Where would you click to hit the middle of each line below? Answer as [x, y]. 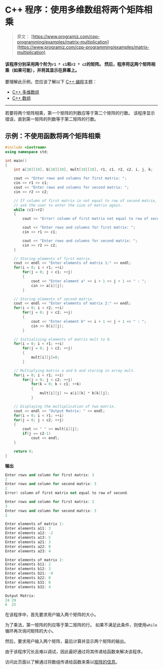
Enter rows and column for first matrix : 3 [50, 475]
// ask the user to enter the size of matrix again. [68, 205]
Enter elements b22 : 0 [28, 578]
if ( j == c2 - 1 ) [37, 434]
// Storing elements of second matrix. [54, 299]
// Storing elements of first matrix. [53, 259]
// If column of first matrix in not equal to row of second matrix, [86, 201]
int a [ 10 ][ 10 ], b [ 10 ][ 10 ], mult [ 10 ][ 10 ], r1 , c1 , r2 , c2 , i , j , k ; [83, 170]
